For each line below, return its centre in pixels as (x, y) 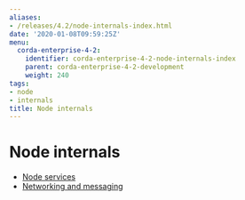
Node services (49, 177)
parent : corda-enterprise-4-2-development (105, 68)
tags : (19, 84)
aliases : (25, 17)
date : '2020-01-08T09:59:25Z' (65, 34)
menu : (19, 42)
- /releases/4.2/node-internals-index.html (91, 26)
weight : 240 (47, 76)
